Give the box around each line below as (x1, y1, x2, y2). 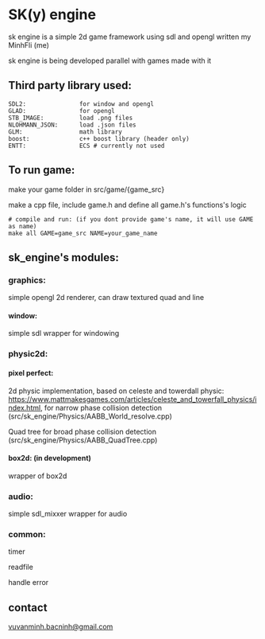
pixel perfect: (8, 368, 54, 377)
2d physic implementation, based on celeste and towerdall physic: (8, 386, 225, 395)
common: (8, 529, 46, 540)
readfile (8, 563, 33, 572)
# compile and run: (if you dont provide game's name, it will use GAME (8, 215, 254, 224)
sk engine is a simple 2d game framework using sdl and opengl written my (8, 32, 252, 41)
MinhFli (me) (8, 40, 50, 49)
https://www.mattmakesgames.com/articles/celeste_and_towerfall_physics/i (8, 394, 257, 403)
